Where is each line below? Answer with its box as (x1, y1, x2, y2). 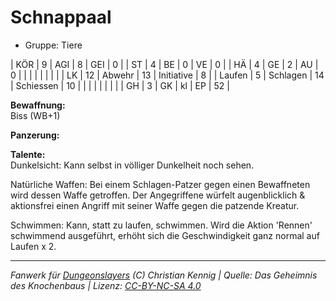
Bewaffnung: (10, 99, 66, 111)
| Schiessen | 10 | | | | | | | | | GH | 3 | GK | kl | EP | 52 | (10, 79, 230, 91)
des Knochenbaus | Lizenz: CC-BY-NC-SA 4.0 (10, 279, 202, 291)
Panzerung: (10, 129, 60, 141)
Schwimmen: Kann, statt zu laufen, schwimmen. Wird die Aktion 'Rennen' (10, 219, 313, 231)
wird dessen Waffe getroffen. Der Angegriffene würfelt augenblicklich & (10, 189, 306, 201)
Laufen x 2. (10, 240, 57, 252)
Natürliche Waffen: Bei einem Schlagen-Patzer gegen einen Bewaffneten (10, 178, 311, 190)
